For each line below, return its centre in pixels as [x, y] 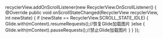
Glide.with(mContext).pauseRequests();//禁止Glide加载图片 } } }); [72, 30]
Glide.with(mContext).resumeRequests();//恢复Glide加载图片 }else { [75, 24]
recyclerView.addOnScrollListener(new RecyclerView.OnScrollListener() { [81, 7]
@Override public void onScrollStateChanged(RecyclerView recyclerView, [82, 12]
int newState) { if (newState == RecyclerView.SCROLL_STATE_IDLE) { [77, 18]
